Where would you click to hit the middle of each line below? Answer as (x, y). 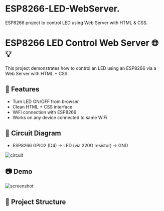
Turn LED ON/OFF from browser (46, 101)
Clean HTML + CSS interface (42, 107)
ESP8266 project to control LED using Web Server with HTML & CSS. (76, 23)
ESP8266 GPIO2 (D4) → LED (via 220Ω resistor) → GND (70, 145)
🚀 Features (22, 89)
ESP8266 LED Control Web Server (77, 43)
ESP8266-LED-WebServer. (63, 9)
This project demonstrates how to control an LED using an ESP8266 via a (81, 68)
